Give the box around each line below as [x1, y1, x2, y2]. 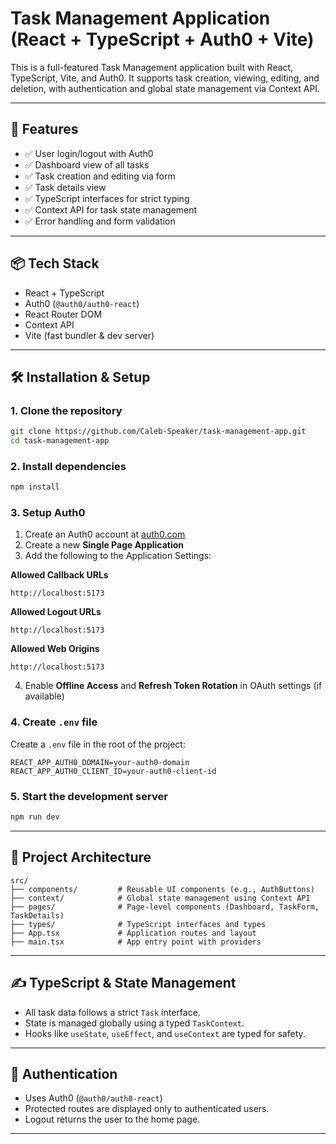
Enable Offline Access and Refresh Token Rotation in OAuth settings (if [24, 680, 323, 692]
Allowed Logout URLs [10, 606, 102, 618]
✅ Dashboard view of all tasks [24, 158, 150, 171]
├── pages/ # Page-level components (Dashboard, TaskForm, [10, 902, 320, 912]
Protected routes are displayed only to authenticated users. [24, 1103, 270, 1115]
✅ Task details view [24, 181, 107, 193]
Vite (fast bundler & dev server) [24, 329, 155, 341]
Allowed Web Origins [10, 643, 100, 655]
